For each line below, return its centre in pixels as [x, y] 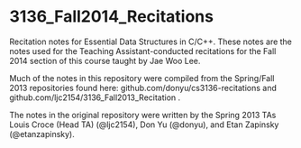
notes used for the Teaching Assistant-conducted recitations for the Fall [143, 51]
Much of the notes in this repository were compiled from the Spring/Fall [142, 78]
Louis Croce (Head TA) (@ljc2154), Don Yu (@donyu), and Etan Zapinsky [144, 125]
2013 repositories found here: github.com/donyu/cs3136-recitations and [143, 88]
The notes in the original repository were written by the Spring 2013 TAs [143, 115]
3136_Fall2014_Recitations [112, 17]
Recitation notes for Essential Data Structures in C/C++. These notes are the [151, 42]
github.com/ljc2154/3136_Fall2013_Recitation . [95, 97]
